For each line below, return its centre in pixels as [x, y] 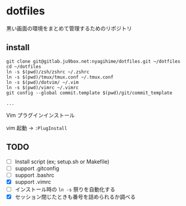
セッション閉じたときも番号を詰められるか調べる [75, 196]
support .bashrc [35, 175]
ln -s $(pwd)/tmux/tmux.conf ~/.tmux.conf [60, 77]
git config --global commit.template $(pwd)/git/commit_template [89, 93]
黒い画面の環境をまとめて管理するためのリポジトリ [69, 28]
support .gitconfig [37, 168]
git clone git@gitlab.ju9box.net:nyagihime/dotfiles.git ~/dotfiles [93, 61]
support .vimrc [33, 181]
